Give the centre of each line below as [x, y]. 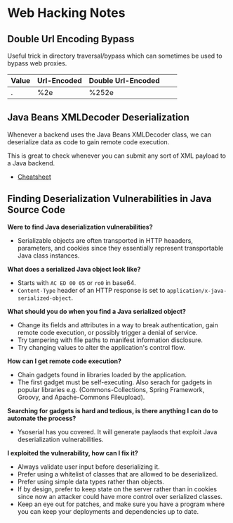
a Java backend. [31, 163]
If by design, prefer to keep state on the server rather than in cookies [117, 489]
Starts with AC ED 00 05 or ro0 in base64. [76, 282]
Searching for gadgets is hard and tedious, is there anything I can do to [113, 410]
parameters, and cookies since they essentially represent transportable [120, 248]
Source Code [36, 210]
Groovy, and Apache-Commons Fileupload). [81, 397]
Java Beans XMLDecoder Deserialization [98, 118]
